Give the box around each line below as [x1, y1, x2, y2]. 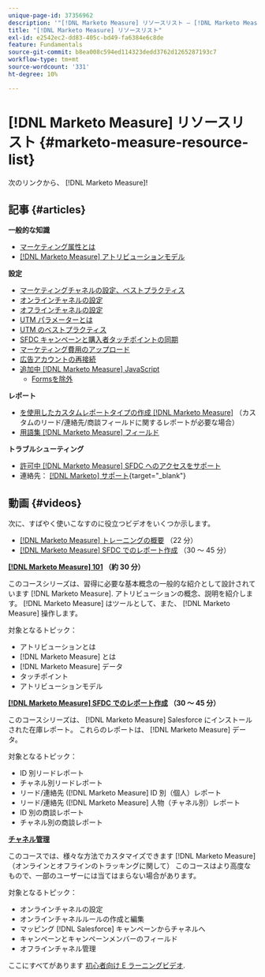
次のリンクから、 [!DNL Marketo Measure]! [8, 178, 148, 187]
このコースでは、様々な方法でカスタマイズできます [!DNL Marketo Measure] [8, 852, 256, 861]
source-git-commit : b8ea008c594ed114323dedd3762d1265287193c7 [8, 48, 217, 56]
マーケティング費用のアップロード [19, 345, 130, 354]
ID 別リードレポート [19, 769, 84, 778]
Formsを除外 [31, 374, 73, 384]
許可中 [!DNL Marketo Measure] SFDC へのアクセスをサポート [19, 461, 222, 470]
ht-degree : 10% [8, 70, 58, 78]
